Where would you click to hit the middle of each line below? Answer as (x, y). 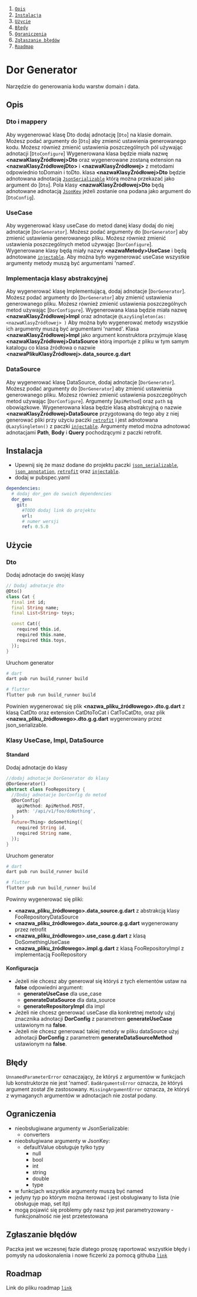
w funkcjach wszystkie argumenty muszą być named (79, 1191)
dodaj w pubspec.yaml (42, 478)
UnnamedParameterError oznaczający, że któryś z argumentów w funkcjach (96, 1077)
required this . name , (42, 635)
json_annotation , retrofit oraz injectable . (67, 471)
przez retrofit (31, 930)
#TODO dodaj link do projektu (59, 510)
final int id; (29, 602)
